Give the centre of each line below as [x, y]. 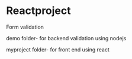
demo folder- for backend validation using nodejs [66, 38]
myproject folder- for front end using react [58, 49]
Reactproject [38, 11]
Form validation [25, 27]
